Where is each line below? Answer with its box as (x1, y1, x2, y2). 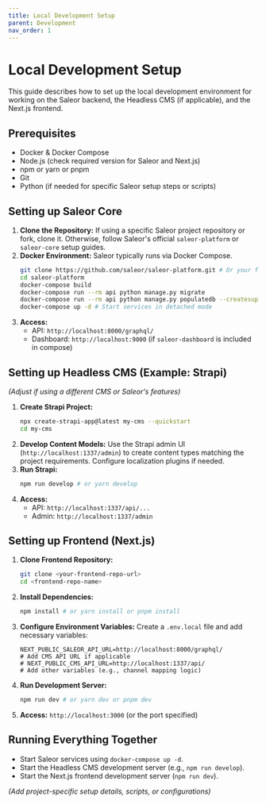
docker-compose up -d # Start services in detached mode (19, 303, 213, 311)
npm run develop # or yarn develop (19, 479, 138, 488)
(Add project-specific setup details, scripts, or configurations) (8, 787, 211, 796)
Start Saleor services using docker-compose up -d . (19, 754, 184, 764)
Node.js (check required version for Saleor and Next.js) (19, 156, 201, 166)
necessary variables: (19, 630, 89, 640)
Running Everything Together (8, 733, 158, 747)
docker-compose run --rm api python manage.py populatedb (19, 295, 216, 304)
